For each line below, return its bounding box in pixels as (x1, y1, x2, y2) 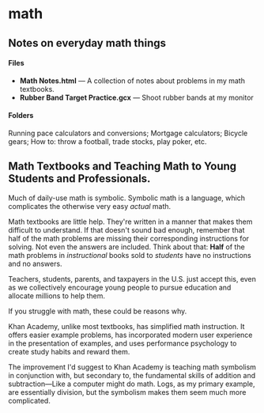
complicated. (8, 396, 51, 405)
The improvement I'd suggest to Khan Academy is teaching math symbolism (8, 362, 257, 372)
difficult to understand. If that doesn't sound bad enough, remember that (8, 225, 245, 234)
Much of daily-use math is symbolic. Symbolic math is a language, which (8, 193, 245, 203)
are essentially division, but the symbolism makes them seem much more (8, 387, 247, 396)
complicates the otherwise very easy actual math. (8, 201, 172, 210)
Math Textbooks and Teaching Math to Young (8, 160, 237, 173)
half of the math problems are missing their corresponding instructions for (8, 233, 250, 243)
